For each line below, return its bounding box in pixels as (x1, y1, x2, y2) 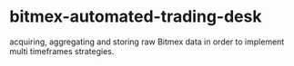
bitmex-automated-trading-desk (9, 6, 262, 27)
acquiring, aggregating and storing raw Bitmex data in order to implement (9, 36, 285, 47)
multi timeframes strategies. (9, 45, 115, 56)
